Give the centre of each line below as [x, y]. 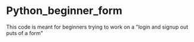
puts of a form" [25, 33]
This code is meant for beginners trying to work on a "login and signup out [97, 27]
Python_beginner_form [64, 11]
